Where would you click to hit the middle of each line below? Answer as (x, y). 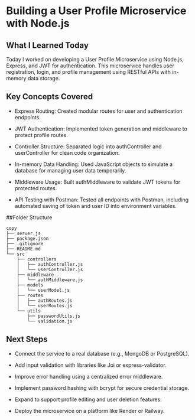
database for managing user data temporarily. (70, 170)
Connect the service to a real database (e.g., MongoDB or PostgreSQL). (102, 353)
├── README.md (24, 249)
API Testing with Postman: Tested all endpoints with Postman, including (102, 200)
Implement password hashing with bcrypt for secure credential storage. (102, 388)
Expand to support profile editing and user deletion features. (88, 399)
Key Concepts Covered (50, 97)
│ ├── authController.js (50, 264)
